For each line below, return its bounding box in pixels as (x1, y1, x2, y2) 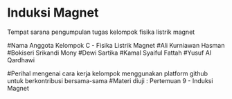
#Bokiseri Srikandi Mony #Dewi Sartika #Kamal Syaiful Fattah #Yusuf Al (7, 48, 212, 57)
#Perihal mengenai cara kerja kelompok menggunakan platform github (7, 69, 208, 78)
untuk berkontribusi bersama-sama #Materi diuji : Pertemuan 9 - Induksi (7, 76, 213, 84)
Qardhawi (7, 55, 35, 64)
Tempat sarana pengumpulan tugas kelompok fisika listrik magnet (7, 28, 195, 36)
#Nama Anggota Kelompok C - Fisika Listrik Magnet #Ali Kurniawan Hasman (7, 41, 225, 49)
